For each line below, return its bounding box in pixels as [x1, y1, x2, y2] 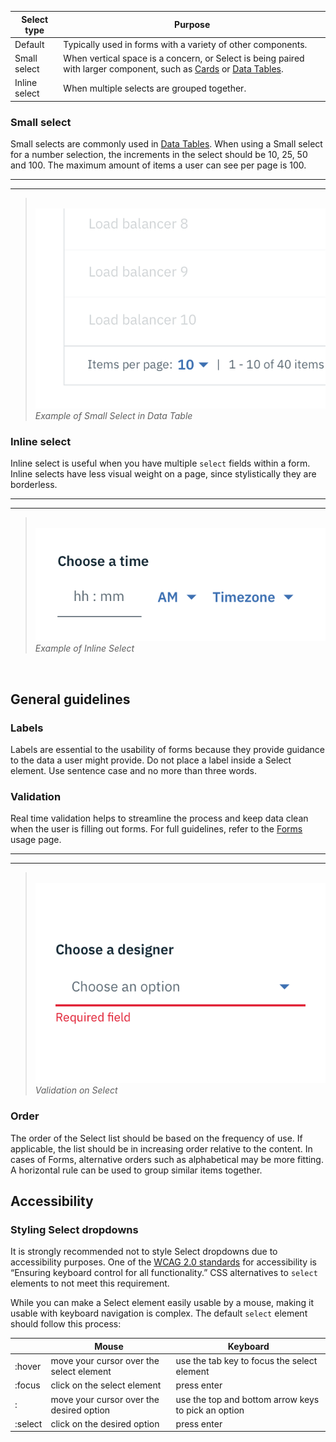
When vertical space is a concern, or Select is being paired [63, 52, 305, 64]
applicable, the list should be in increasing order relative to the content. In [10, 1142, 313, 1155]
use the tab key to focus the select [175, 1355, 318, 1367]
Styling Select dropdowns [10, 1223, 139, 1237]
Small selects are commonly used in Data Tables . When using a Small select [10, 138, 323, 150]
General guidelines [10, 691, 131, 708]
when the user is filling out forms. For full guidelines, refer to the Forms [10, 823, 303, 835]
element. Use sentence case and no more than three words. [10, 765, 257, 777]
